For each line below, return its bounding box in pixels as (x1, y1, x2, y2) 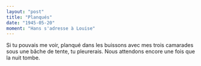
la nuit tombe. (6, 54, 40, 61)
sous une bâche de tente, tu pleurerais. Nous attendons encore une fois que (6, 48, 196, 55)
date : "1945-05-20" (6, 20, 55, 26)
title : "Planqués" (6, 14, 52, 20)
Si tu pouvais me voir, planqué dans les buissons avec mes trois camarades (6, 42, 194, 49)
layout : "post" (6, 8, 45, 15)
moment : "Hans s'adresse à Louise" (6, 25, 96, 32)
